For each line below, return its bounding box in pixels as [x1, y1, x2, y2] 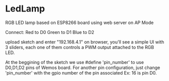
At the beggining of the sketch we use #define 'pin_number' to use [5, 59, 144, 65]
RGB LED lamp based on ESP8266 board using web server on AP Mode [5, 19, 154, 25]
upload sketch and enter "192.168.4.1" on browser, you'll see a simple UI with [5, 38, 164, 45]
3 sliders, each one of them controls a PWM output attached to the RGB [5, 44, 154, 50]
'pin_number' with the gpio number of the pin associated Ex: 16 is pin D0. [5, 69, 157, 75]
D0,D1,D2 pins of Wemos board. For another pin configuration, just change [5, 64, 160, 70]
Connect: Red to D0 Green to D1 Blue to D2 [5, 29, 94, 35]
